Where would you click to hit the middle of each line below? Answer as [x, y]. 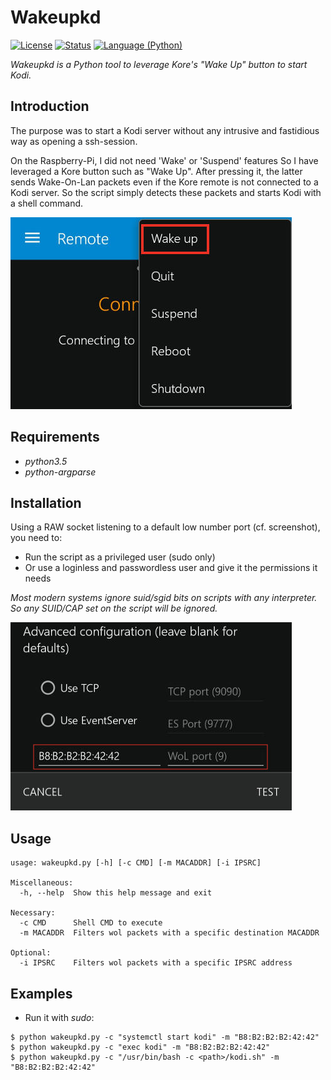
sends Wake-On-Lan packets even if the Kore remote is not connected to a [164, 182]
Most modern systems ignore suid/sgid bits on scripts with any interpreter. [164, 598]
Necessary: [33, 913]
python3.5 [46, 461]
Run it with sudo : [59, 1017]
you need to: [36, 538]
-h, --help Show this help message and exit [116, 893]
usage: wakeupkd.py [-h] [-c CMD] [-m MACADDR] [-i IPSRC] [136, 863]
